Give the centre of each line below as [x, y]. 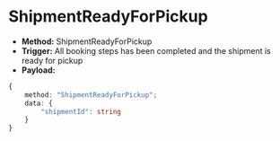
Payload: [38, 70]
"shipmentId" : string [81, 111]
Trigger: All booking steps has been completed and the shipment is [146, 50]
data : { [39, 103]
